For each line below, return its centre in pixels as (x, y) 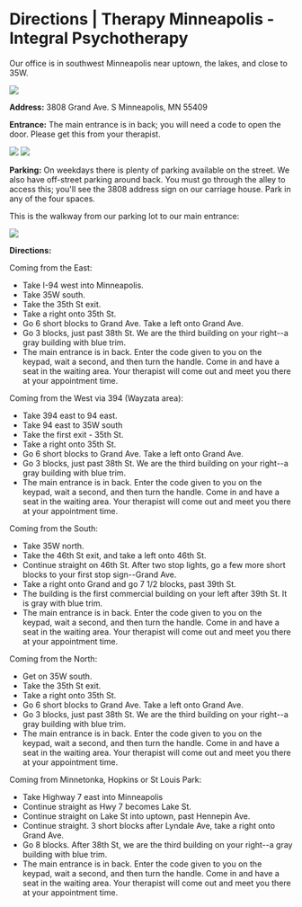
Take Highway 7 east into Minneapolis (93, 796)
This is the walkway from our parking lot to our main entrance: (124, 216)
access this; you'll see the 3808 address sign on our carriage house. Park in (150, 189)
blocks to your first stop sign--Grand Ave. (99, 574)
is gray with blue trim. (62, 603)
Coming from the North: (53, 658)
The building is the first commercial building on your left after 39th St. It (155, 593)
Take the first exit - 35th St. (73, 434)
